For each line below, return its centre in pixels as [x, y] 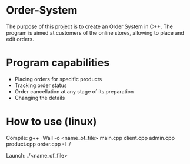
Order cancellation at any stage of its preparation [74, 91]
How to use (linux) [51, 122]
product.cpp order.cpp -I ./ [39, 144]
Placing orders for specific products [58, 79]
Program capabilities [58, 63]
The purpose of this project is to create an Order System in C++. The [90, 26]
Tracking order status [41, 85]
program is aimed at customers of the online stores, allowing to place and [95, 32]
